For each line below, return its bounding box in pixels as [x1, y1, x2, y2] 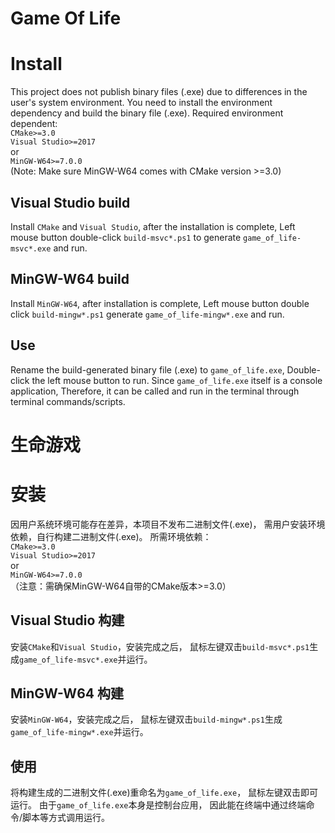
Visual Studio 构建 [10, 612, 125, 629]
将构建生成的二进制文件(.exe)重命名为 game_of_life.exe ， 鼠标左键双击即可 [10, 787, 319, 799]
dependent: [10, 118, 58, 130]
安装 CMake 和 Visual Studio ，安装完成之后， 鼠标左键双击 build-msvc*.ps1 [10, 640, 310, 652]
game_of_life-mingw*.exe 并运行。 [10, 726, 149, 738]
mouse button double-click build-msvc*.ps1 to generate [10, 231, 242, 243]
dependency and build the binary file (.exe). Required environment [10, 107, 284, 119]
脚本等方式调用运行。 [22, 812, 111, 824]
